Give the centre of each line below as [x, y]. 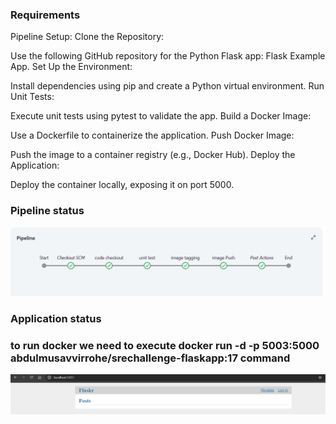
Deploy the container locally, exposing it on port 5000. [122, 185]
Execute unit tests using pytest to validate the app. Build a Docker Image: [161, 116]
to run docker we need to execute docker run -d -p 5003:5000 [165, 345]
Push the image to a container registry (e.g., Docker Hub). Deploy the [153, 155]
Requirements [45, 15]
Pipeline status [47, 211]
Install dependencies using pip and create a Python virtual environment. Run [167, 86]
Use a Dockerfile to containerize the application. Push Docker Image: [152, 135]
